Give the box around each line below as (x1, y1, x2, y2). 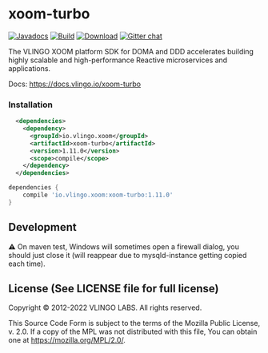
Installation (8, 99, 54, 110)
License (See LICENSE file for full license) (8, 282, 219, 295)
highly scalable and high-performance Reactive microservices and (8, 55, 228, 65)
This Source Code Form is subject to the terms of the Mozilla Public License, (8, 319, 261, 328)
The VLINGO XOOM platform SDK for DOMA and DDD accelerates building (8, 46, 254, 56)
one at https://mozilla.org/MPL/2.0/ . (8, 335, 126, 345)
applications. (8, 63, 50, 73)
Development (8, 220, 78, 234)
